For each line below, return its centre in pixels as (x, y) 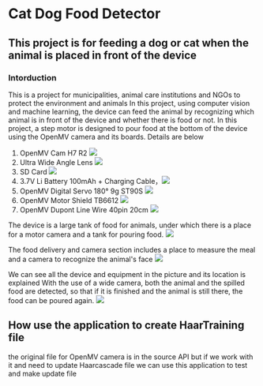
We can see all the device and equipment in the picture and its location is (127, 274)
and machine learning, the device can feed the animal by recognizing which (131, 111)
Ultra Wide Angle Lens (56, 162)
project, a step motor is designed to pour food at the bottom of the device (128, 128)
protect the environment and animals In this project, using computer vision (129, 103)
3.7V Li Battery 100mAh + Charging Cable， (91, 181)
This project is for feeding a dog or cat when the (128, 43)
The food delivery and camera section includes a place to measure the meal (132, 249)
